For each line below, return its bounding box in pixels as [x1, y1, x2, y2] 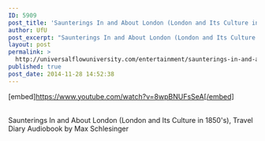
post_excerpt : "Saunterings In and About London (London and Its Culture [8, 33, 256, 42]
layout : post [8, 41, 51, 49]
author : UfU [8, 26, 47, 34]
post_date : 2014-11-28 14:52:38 [8, 70, 114, 78]
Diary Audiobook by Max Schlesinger [8, 124, 129, 133]
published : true [8, 63, 62, 71]
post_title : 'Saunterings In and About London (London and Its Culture [8, 19, 248, 27]
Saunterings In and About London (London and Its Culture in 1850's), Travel [8, 115, 254, 124]
